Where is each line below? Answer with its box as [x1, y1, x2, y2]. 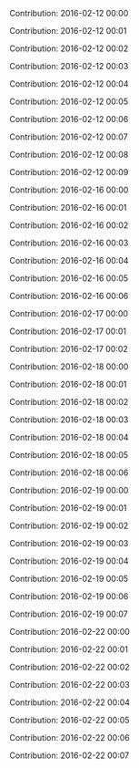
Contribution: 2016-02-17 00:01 [9, 326, 127, 337]
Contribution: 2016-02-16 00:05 [9, 273, 129, 284]
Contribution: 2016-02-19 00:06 [9, 591, 129, 601]
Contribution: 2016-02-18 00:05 [9, 450, 129, 460]
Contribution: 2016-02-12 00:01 [9, 26, 127, 36]
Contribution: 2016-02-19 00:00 [9, 485, 129, 495]
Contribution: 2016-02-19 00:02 [9, 520, 129, 531]
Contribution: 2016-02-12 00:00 [9, 8, 129, 18]
